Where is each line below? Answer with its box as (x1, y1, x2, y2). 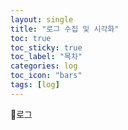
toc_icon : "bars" (10, 71, 83, 81)
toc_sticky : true (10, 42, 83, 53)
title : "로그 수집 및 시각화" (10, 24, 120, 34)
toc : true (10, 33, 52, 43)
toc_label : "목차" (10, 52, 83, 62)
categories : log (10, 61, 78, 71)
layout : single (10, 14, 74, 25)
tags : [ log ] (10, 80, 60, 90)
